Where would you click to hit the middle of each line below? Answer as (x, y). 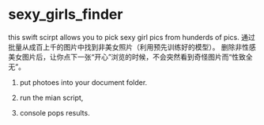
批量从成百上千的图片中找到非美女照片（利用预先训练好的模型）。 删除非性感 (132, 47)
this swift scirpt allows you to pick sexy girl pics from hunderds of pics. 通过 (132, 37)
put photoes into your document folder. (83, 82)
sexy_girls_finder (66, 15)
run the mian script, (51, 97)
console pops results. (55, 112)
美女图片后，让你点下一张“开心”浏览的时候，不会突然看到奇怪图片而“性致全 (130, 57)
